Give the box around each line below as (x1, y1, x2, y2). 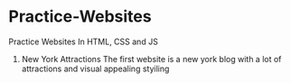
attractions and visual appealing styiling (21, 63, 170, 74)
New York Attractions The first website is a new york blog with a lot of (21, 53, 282, 64)
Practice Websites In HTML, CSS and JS (8, 36, 159, 47)
